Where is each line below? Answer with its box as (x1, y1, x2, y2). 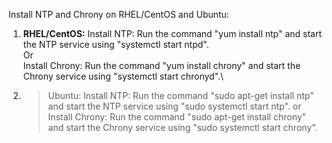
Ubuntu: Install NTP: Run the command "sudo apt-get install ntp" (47, 90, 315, 101)
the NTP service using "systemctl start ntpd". (22, 39, 210, 50)
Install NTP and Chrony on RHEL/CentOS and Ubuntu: (8, 9, 230, 20)
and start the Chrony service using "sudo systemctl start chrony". (47, 122, 318, 133)
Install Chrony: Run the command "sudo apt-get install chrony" (47, 111, 307, 123)
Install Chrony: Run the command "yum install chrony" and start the (22, 60, 301, 71)
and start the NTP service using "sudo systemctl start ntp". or (47, 100, 302, 112)
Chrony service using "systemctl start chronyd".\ (22, 70, 225, 82)
